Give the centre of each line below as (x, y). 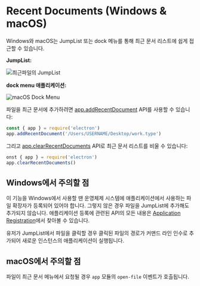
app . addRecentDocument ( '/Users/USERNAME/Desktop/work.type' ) (84, 133)
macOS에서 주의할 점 (44, 261)
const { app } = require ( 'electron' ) (53, 128)
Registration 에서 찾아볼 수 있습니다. (48, 220)
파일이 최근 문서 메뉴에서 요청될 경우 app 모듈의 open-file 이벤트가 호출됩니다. (98, 277)
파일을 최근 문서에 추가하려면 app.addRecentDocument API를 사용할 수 (90, 109)
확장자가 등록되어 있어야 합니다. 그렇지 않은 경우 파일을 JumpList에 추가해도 (101, 206)
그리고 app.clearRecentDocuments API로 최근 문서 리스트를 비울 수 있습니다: (97, 146)
